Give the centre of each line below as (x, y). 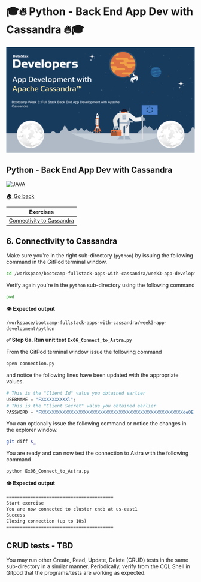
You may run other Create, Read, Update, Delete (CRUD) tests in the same (97, 560)
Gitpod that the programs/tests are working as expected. (76, 573)
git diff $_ (21, 442)
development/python (31, 329)
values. (15, 381)
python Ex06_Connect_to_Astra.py (48, 472)
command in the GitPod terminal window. (57, 262)
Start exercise (25, 503)
